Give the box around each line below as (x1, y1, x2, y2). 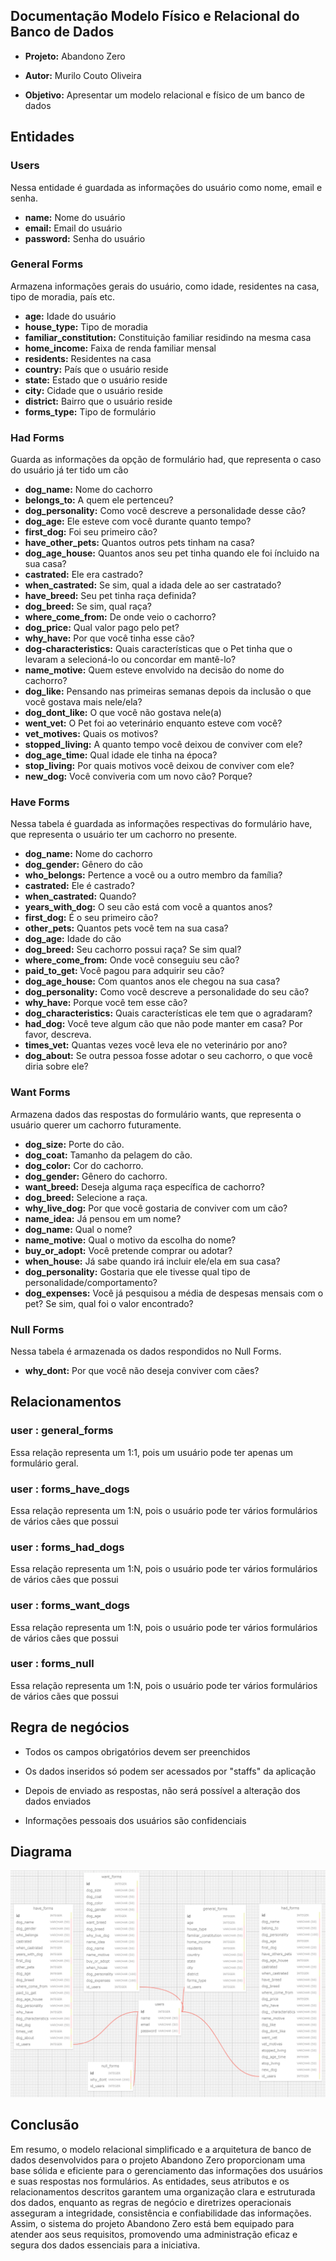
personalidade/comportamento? (24, 1276, 158, 1288)
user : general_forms (10, 1424, 114, 1438)
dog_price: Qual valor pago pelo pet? (24, 622, 180, 634)
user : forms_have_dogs (10, 1482, 130, 1496)
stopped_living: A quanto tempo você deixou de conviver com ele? (24, 739, 303, 751)
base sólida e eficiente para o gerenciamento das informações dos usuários (10, 2164, 323, 2176)
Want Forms (10, 1085, 71, 1099)
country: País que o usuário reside (24, 363, 169, 375)
